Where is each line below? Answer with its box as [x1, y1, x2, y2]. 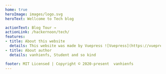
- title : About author [5, 48, 52, 53]
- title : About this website [5, 39, 65, 44]
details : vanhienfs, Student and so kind [9, 52, 96, 57]
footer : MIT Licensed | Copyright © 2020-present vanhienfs [5, 61, 134, 66]
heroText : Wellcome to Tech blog [5, 16, 74, 21]
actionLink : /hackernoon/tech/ [5, 30, 70, 35]
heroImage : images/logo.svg [5, 12, 63, 17]
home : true [5, 7, 28, 12]
